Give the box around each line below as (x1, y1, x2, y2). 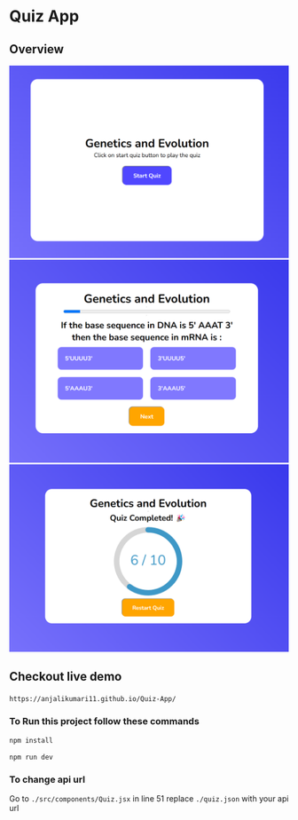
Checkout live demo (9, 669, 122, 684)
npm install (9, 736, 53, 745)
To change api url (9, 773, 86, 785)
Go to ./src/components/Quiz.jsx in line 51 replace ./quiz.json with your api (9, 793, 289, 804)
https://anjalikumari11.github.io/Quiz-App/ (9, 694, 176, 703)
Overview (9, 42, 65, 57)
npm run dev (9, 753, 53, 761)
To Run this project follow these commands (9, 714, 200, 727)
